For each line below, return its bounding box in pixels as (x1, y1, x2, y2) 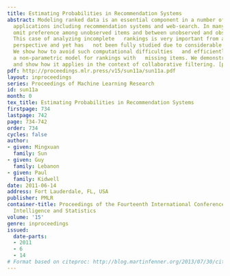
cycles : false (7, 131, 48, 138)
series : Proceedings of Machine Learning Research (7, 80, 155, 87)
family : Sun (13, 150, 48, 158)
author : (7, 138, 29, 145)
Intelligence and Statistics (13, 208, 97, 214)
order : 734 (7, 125, 38, 131)
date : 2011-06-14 (7, 182, 57, 189)
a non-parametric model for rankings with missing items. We (13, 55, 197, 62)
